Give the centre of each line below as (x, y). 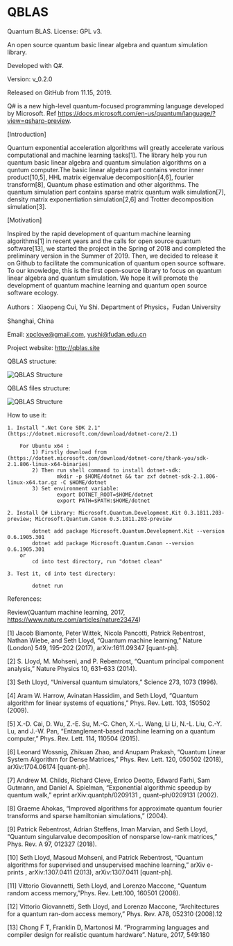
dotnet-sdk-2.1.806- (189, 476)
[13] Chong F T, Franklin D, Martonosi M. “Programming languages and (108, 927)
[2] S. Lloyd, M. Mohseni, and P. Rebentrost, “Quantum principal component (115, 661)
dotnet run (48, 586)
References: (24, 599)
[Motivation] (25, 220)
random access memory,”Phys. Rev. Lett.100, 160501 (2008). (94, 893)
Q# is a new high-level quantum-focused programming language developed (115, 106)
